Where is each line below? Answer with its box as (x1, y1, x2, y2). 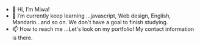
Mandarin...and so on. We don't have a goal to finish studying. (12, 19, 168, 25)
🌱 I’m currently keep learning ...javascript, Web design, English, (12, 12, 171, 19)
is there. (12, 34, 33, 41)
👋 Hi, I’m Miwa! (12, 6, 50, 13)
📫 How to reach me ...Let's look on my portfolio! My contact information (12, 25, 195, 33)
